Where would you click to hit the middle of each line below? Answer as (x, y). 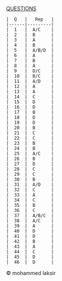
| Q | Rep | (30, 19)
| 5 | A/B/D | (30, 50)
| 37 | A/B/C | (30, 215)
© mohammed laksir (31, 273)
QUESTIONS (21, 9)
